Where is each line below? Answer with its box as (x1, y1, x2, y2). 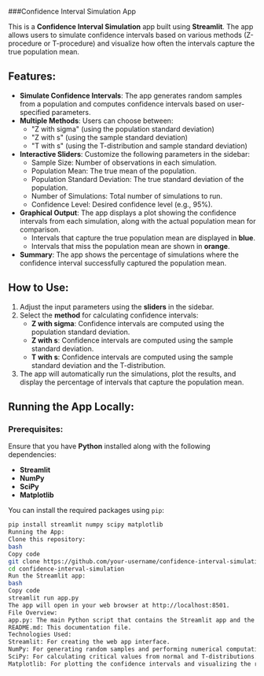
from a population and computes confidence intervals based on (19, 98, 225, 109)
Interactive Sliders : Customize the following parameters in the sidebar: (19, 149, 250, 158)
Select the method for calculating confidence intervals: (19, 310, 199, 320)
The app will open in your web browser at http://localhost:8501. (8, 601, 230, 609)
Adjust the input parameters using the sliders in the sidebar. (19, 302, 214, 311)
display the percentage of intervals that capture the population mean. (19, 377, 244, 387)
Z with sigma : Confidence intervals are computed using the (31, 318, 225, 328)
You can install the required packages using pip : (8, 506, 165, 515)
